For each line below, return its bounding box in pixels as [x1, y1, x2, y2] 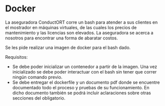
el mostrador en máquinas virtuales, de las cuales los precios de [5, 24, 137, 30]
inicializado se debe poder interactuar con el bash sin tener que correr [12, 69, 157, 74]
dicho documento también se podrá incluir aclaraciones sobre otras [12, 90, 151, 96]
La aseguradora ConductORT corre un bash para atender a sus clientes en [5, 19, 158, 25]
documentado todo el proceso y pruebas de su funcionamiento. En [12, 84, 150, 90]
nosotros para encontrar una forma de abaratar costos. [5, 35, 118, 41]
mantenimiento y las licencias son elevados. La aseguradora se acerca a [5, 30, 154, 35]
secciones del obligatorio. [12, 95, 66, 101]
